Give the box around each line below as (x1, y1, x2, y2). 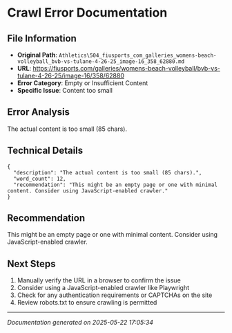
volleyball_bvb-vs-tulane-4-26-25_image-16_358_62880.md (17, 58, 185, 65)
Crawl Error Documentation (7, 5, 168, 21)
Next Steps (7, 258, 56, 269)
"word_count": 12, (13, 175, 67, 182)
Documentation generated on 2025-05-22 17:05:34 (7, 318, 154, 327)
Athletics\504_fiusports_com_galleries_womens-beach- (58, 52, 217, 59)
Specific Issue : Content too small (17, 87, 113, 94)
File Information (7, 33, 77, 44)
